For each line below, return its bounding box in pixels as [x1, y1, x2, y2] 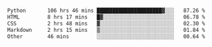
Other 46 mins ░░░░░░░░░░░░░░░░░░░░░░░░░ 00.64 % [7, 32, 206, 40]
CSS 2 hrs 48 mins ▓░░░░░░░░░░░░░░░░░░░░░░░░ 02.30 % [7, 20, 206, 27]
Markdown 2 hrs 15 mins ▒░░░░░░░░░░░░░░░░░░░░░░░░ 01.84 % [7, 26, 206, 33]
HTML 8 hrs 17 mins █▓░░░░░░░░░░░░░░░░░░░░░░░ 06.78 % [7, 13, 206, 21]
